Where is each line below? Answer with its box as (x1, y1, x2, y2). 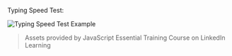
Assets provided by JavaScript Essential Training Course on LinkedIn (24, 33, 226, 42)
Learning (24, 41, 51, 49)
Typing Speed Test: (7, 6, 64, 14)
